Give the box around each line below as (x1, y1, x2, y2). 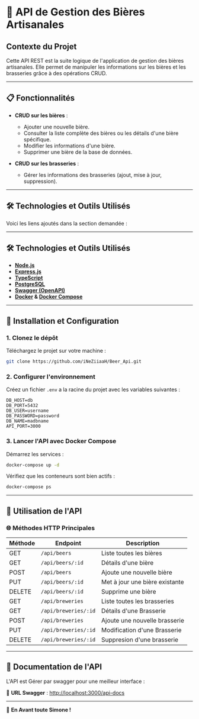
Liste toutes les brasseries (101, 597, 175, 605)
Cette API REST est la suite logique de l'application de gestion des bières (6, 57, 184, 64)
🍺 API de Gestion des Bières (6, 5, 145, 19)
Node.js (14, 262, 35, 269)
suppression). (23, 178, 57, 185)
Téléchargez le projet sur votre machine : (6, 347, 107, 354)
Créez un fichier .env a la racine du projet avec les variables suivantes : (6, 386, 181, 393)
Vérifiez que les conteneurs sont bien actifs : (6, 473, 115, 480)
